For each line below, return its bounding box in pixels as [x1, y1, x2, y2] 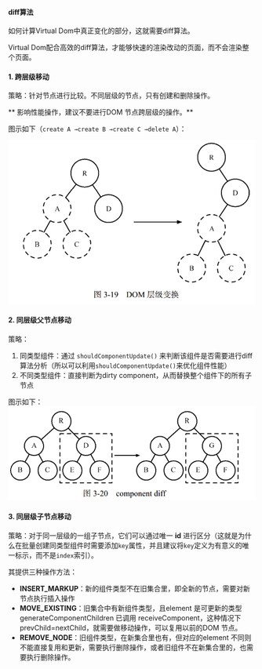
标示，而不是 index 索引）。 [14, 550, 98, 560]
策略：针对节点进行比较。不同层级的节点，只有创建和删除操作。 [8, 91, 214, 100]
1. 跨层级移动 [8, 71, 49, 82]
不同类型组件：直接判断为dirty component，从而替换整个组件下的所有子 [19, 370, 253, 380]
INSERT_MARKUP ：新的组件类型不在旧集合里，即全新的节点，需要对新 [19, 584, 251, 593]
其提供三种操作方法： [8, 567, 77, 576]
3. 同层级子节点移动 [8, 512, 72, 522]
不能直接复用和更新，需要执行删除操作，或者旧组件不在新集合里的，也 [19, 642, 247, 652]
